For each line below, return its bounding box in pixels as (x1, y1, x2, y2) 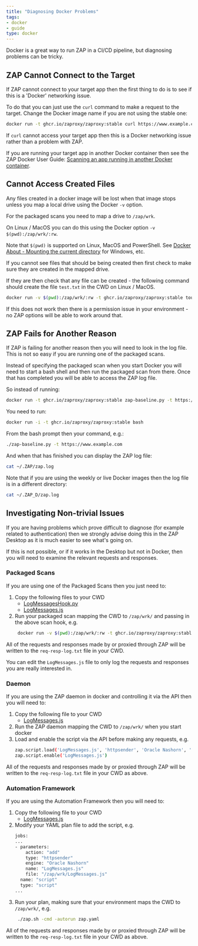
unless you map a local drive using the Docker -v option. (6, 201, 143, 208)
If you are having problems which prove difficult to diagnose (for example (6, 524, 184, 531)
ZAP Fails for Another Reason (6, 329, 117, 339)
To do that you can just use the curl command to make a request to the (6, 103, 180, 110)
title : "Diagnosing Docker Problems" (6, 8, 99, 15)
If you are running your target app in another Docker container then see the (6, 149, 189, 156)
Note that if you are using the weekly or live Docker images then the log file (6, 474, 189, 481)
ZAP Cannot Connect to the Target (6, 70, 136, 80)
